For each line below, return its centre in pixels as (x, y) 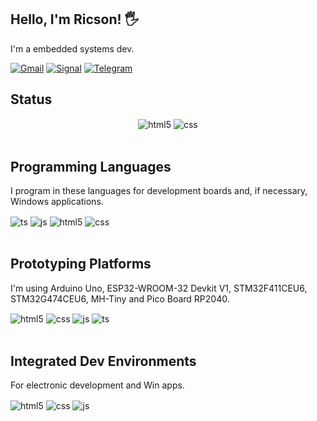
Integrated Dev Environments (103, 361)
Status (31, 99)
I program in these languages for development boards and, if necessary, (159, 191)
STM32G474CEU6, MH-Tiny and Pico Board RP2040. (120, 298)
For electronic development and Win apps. (97, 385)
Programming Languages (91, 166)
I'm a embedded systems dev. (72, 48)
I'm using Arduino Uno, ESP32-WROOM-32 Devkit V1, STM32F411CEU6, (159, 288)
